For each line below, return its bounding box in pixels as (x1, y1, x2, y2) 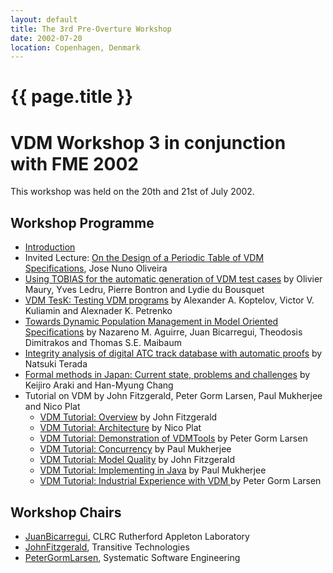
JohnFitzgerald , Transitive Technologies (24, 541, 190, 553)
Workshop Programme (10, 214, 155, 231)
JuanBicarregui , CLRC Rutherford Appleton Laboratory (24, 531, 250, 542)
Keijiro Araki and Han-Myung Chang (24, 379, 174, 391)
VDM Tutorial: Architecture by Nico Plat (39, 422, 202, 434)
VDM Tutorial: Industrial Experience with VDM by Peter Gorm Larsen (39, 475, 322, 487)
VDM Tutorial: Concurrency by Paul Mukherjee (39, 443, 232, 455)
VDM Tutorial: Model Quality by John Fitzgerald (39, 454, 236, 466)
